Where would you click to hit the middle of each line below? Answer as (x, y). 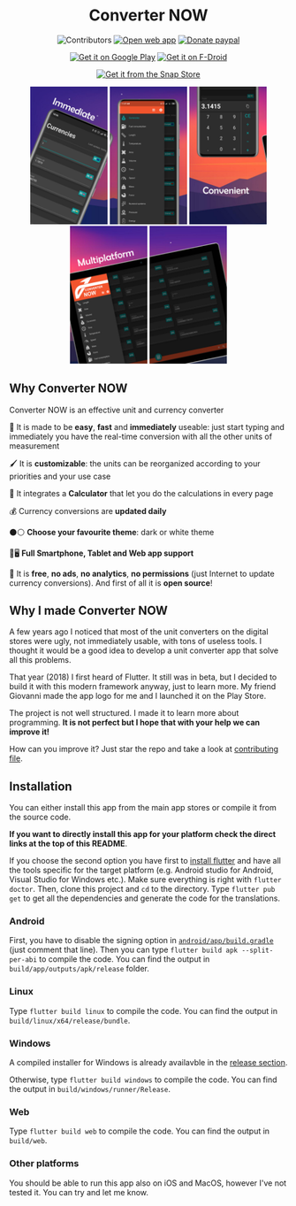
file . (16, 758)
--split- (258, 951)
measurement (34, 446)
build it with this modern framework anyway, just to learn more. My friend (143, 687)
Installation (41, 786)
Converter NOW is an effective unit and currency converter (117, 410)
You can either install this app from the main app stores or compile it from (143, 808)
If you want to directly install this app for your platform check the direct (143, 834)
